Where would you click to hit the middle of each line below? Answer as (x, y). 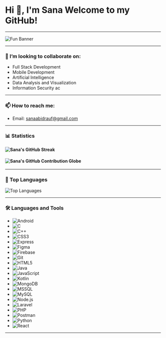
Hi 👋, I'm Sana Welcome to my (67, 10)
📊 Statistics (20, 136)
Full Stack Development (36, 67)
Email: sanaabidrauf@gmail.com (45, 118)
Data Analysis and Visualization (44, 83)
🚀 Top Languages (26, 180)
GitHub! (21, 20)
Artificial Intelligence (33, 77)
